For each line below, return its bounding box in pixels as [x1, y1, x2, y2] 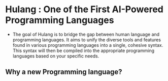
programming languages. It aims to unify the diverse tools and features [12, 37, 161, 43]
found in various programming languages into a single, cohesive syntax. [12, 42, 163, 48]
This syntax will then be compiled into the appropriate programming [12, 47, 155, 53]
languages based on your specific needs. [12, 52, 99, 59]
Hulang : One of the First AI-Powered [5, 4, 163, 15]
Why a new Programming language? [5, 68, 123, 76]
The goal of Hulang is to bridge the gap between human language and [12, 31, 160, 37]
